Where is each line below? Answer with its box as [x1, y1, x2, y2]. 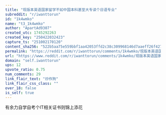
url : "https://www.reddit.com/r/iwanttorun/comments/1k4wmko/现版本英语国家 [5, 53, 162, 58]
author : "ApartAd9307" [5, 26, 52, 31]
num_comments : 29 [5, 72, 41, 77]
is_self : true [5, 90, 35, 95]
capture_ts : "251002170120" [5, 40, 63, 45]
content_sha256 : [5, 44, 39, 49]
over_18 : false [5, 85, 37, 91]
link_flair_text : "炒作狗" [5, 76, 58, 81]
